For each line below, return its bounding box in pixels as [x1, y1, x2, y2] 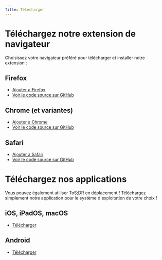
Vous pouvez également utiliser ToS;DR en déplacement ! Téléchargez [5, 190, 146, 196]
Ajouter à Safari [12, 152, 44, 157]
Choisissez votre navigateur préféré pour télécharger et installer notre [5, 55, 145, 60]
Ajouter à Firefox [12, 87, 46, 93]
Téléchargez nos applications [5, 174, 127, 185]
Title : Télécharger [5, 7, 45, 12]
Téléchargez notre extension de [5, 28, 136, 39]
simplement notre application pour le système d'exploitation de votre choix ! [5, 195, 157, 200]
